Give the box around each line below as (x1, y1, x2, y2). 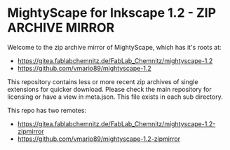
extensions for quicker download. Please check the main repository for (7, 85, 212, 93)
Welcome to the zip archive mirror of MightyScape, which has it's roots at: (7, 43, 222, 51)
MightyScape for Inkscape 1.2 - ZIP (7, 5, 216, 21)
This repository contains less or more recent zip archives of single (7, 77, 198, 86)
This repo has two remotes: (7, 106, 86, 114)
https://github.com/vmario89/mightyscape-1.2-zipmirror (17, 135, 181, 143)
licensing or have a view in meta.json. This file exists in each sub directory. (7, 93, 223, 101)
